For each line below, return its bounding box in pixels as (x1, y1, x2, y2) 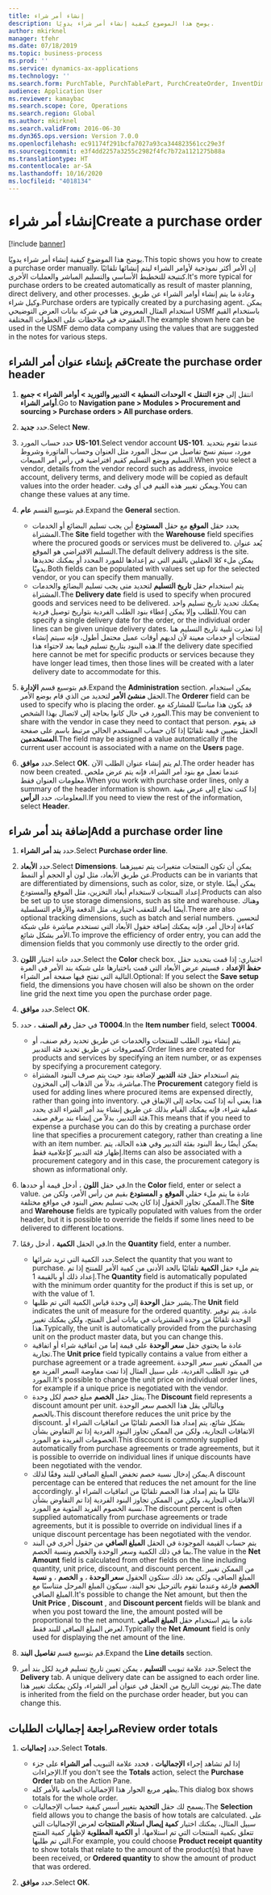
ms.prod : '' (8, 57, 48, 65)
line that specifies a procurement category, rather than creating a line (31, 1130, 263, 1140)
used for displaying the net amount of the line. (31, 1632, 186, 1642)
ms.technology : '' (8, 72, 70, 80)
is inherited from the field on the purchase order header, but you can (19, 1690, 248, 1699)
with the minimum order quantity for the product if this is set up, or (31, 1281, 254, 1290)
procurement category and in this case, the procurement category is (31, 1156, 260, 1166)
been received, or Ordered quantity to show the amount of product (31, 1853, 256, 1863)
